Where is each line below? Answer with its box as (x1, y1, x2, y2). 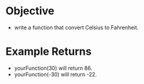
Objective (5, 4, 55, 18)
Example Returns (5, 45, 92, 58)
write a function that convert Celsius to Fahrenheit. (14, 24, 139, 31)
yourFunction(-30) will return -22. (14, 70, 97, 78)
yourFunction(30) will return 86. (14, 64, 93, 71)
